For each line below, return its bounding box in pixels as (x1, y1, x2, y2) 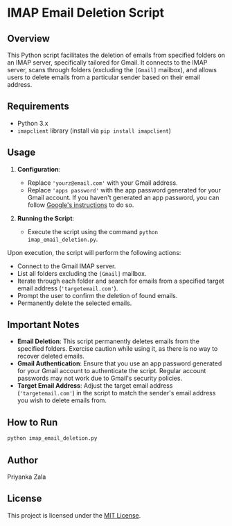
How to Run (7, 416, 58, 428)
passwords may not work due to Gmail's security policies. (17, 374, 182, 383)
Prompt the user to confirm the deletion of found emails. (17, 291, 178, 299)
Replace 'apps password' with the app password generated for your (27, 186, 222, 194)
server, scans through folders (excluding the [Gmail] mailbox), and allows (7, 66, 217, 74)
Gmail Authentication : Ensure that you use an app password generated (17, 359, 222, 368)
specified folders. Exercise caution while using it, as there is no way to (17, 345, 218, 353)
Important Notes (7, 319, 80, 331)
